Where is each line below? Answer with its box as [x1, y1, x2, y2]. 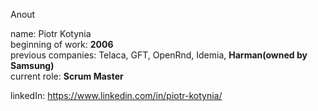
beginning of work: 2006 [10, 39, 114, 50]
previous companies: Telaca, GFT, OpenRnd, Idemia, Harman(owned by [10, 49, 308, 61]
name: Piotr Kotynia [10, 28, 92, 39]
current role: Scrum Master [10, 70, 124, 82]
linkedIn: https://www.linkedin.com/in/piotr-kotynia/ [10, 90, 223, 101]
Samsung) [10, 60, 55, 71]
